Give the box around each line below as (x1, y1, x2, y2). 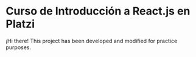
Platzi (5, 17, 35, 31)
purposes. (5, 44, 32, 51)
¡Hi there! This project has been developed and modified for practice (5, 37, 178, 44)
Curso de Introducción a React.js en (5, 4, 191, 18)
